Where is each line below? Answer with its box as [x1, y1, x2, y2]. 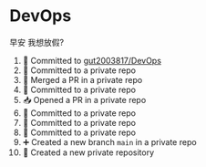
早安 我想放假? [9, 37, 65, 47]
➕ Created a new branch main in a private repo [22, 136, 198, 147]
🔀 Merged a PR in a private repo [22, 74, 143, 85]
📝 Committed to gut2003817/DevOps [22, 55, 162, 66]
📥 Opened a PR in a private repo [22, 94, 147, 105]
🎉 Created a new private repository [22, 147, 155, 158]
